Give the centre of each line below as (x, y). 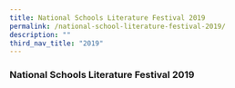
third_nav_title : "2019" (56, 43)
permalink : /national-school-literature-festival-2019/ (117, 26)
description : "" (40, 34)
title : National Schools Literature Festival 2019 (107, 18)
